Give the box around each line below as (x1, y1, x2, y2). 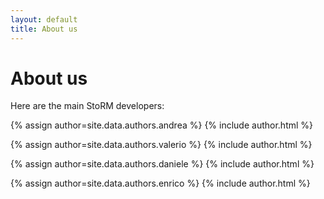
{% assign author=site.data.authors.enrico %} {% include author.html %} (10, 177, 311, 190)
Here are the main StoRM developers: (10, 100, 165, 112)
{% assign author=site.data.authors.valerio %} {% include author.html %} (10, 139, 313, 151)
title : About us (10, 24, 78, 34)
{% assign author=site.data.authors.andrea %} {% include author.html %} (10, 119, 314, 131)
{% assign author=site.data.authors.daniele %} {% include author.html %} (10, 158, 315, 170)
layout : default (10, 14, 78, 25)
